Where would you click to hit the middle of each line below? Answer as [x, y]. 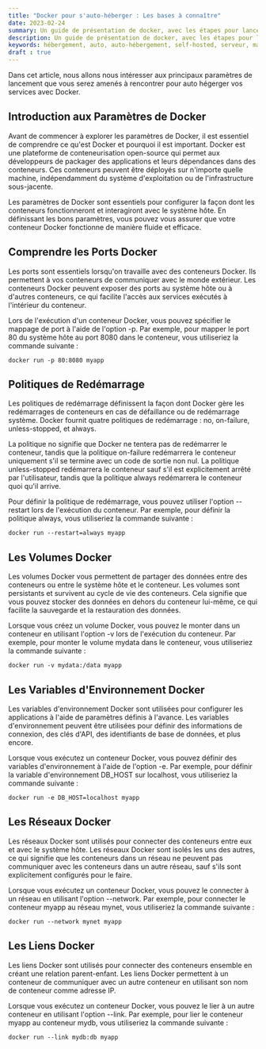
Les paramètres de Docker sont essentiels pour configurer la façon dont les [131, 202]
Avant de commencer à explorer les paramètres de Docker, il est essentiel [129, 136]
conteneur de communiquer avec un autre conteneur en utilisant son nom [128, 982]
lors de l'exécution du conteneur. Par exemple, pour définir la [131, 510]
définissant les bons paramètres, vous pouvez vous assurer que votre [122, 218]
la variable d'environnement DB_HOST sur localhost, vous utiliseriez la [123, 775]
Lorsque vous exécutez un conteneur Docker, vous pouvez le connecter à [129, 890]
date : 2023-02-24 [37, 23]
